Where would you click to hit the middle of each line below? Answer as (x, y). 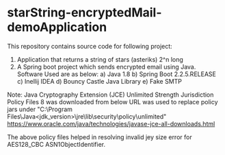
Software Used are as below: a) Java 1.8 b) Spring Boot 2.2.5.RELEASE (117, 74)
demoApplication (57, 27)
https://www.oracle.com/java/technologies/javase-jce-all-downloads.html (111, 123)
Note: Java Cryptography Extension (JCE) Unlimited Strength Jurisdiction (110, 95)
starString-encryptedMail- (84, 13)
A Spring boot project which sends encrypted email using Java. (106, 67)
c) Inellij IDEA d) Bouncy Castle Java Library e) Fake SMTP (100, 81)
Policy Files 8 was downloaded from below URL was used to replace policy (112, 102)
